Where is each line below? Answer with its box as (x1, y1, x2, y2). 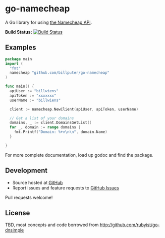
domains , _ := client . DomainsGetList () (9, 120, 92, 125)
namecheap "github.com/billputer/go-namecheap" (9, 70, 110, 75)
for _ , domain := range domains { (9, 125, 81, 130)
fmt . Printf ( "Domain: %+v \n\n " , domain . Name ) (14, 129, 108, 134)
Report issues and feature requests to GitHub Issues (12, 184, 119, 191)
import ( (5, 61, 23, 66)
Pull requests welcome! (5, 194, 53, 200)
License (5, 209, 30, 217)
